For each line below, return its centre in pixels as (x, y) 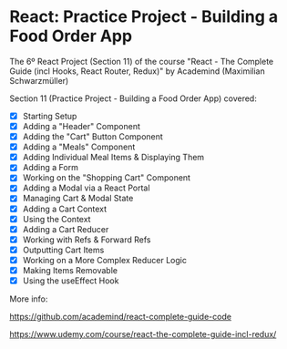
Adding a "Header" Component (82, 126)
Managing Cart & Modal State (78, 199)
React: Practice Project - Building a (144, 17)
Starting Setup (50, 116)
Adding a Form (51, 168)
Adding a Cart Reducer (66, 229)
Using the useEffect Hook (71, 281)
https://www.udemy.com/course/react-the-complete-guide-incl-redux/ (143, 334)
